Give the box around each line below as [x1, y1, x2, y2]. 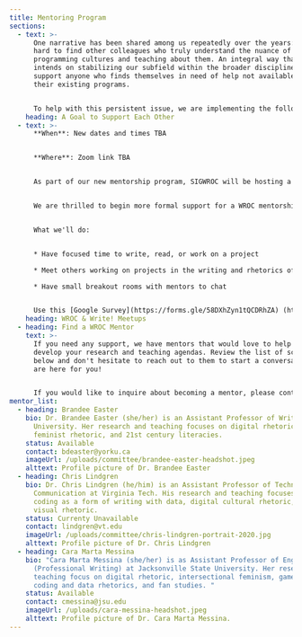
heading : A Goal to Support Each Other [25, 112, 175, 121]
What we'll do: [32, 226, 91, 234]
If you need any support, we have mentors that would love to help [32, 339, 292, 349]
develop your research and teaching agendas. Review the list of [32, 348, 283, 357]
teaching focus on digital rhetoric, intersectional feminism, [32, 572, 276, 581]
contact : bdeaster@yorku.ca [25, 447, 130, 456]
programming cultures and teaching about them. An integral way [32, 55, 280, 64]
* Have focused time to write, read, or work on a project [32, 249, 259, 259]
